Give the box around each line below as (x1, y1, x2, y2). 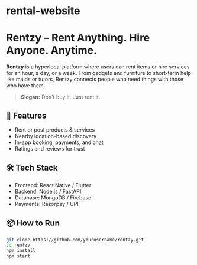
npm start (6, 253, 31, 259)
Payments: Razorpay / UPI (14, 200, 79, 207)
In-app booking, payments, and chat (14, 139, 104, 146)
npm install (6, 248, 35, 254)
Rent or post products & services (14, 126, 95, 133)
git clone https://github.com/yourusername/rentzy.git (6, 237, 144, 243)
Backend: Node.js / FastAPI (14, 188, 82, 195)
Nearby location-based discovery (14, 132, 97, 139)
